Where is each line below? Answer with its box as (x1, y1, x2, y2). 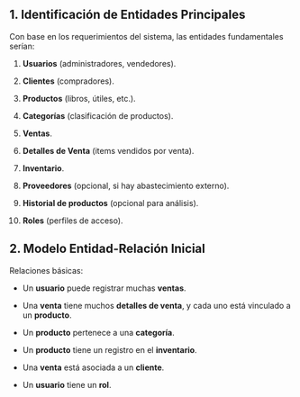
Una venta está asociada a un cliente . (22, 362, 165, 373)
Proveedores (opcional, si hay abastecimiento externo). (22, 180, 230, 191)
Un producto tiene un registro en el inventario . (22, 344, 197, 355)
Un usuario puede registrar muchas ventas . (22, 283, 186, 293)
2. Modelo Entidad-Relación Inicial (9, 241, 205, 257)
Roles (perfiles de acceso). (22, 215, 123, 226)
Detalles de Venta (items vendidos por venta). (22, 145, 195, 156)
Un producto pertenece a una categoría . (22, 327, 176, 338)
